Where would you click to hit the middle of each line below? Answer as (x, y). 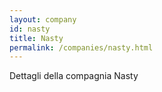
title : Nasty (36, 38)
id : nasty (30, 29)
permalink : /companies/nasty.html (81, 47)
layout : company (43, 19)
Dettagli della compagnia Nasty (74, 76)
